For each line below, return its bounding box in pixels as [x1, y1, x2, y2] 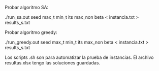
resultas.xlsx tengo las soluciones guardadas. [5, 60, 100, 65]
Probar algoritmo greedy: [5, 29, 57, 35]
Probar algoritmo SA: [5, 5, 49, 10]
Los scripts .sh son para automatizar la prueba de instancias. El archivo [5, 54, 154, 60]
